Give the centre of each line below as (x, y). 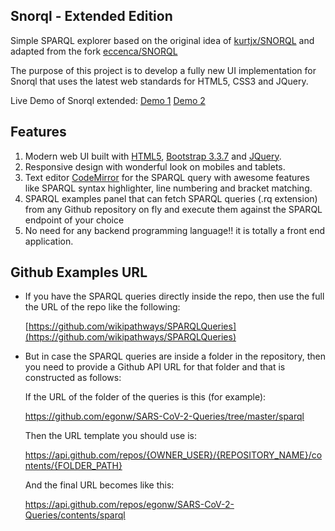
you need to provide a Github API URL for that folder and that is (155, 367)
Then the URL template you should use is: (110, 436)
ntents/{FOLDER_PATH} (73, 466)
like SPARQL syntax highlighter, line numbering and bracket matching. (168, 188)
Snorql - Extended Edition (91, 16)
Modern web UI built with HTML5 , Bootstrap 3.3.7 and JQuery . (153, 156)
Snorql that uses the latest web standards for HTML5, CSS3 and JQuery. (159, 81)
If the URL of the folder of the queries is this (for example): (145, 397)
